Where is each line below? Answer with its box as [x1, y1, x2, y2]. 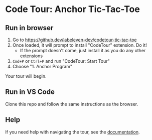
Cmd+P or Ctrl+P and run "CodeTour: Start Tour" [12, 58, 110, 64]
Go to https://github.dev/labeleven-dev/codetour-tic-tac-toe [12, 37, 137, 43]
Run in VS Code [5, 88, 55, 96]
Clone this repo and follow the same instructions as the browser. [5, 101, 138, 107]
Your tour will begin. [5, 73, 47, 79]
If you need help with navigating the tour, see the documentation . [5, 129, 140, 135]
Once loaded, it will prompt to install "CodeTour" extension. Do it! [12, 42, 147, 48]
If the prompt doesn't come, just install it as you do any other [20, 48, 146, 53]
